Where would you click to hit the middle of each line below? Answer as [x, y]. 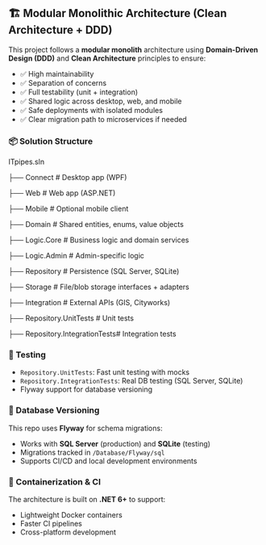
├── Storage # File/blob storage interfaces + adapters [99, 287]
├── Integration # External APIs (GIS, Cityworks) [89, 303]
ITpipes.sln [27, 162]
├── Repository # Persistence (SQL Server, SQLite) [94, 271]
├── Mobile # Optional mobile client [69, 209]
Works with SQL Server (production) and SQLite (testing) [115, 443]
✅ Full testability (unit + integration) [79, 92]
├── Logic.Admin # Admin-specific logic [77, 256]
